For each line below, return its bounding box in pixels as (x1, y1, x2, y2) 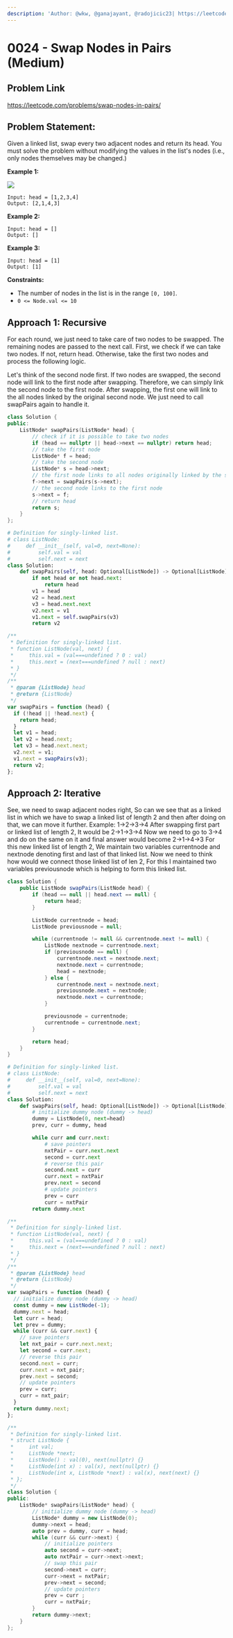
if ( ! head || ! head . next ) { (13, 710, 95, 717)
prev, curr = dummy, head (32, 1122, 107, 1129)
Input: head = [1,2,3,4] (7, 194, 79, 201)
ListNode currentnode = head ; (32, 916, 119, 924)
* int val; (10, 1443, 54, 1450)
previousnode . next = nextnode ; (56, 987, 148, 994)
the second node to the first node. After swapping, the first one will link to (7, 386, 218, 394)
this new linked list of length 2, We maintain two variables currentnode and (7, 843, 221, 851)
